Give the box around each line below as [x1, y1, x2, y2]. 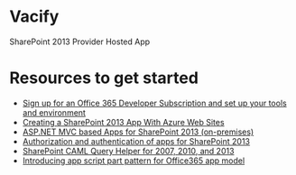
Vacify [9, 6, 60, 27]
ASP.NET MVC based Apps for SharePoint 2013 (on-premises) [22, 126, 254, 137]
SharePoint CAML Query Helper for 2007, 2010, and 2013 [22, 145, 235, 156]
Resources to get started [9, 68, 199, 88]
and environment [22, 106, 86, 118]
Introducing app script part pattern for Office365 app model [22, 155, 245, 166]
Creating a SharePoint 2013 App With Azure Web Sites [22, 116, 225, 127]
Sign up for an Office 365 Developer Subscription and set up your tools [22, 97, 287, 108]
